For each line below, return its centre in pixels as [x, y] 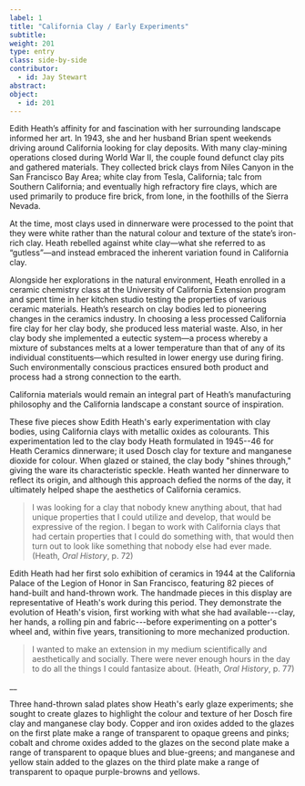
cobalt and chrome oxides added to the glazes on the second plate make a [149, 743]
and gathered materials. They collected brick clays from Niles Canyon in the [152, 167]
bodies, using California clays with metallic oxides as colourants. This [140, 432]
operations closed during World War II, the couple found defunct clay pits [147, 158]
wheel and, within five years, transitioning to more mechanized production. [150, 632]
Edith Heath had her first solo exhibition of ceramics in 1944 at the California [152, 574]
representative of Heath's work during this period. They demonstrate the [146, 603]
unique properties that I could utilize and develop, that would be [151, 517]
